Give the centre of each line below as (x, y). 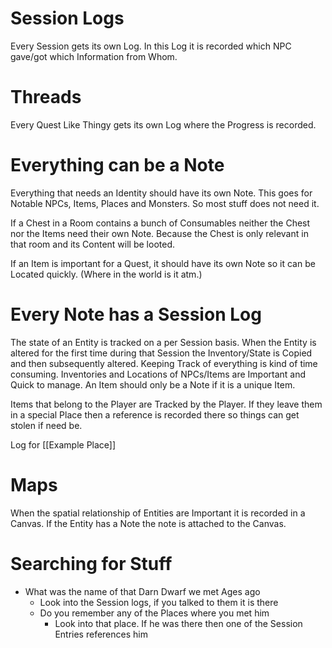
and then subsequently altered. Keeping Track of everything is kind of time (164, 363)
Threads (46, 97)
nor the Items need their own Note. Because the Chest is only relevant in (159, 233)
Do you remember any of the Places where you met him (154, 613)
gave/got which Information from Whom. (94, 56)
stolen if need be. (46, 425)
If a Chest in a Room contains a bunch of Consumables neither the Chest (160, 223)
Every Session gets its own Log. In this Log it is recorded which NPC (151, 46)
